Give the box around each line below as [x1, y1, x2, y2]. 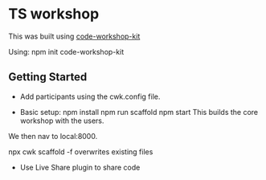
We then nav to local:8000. [8, 131, 98, 141]
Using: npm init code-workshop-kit [8, 47, 125, 56]
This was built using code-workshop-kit [8, 31, 141, 41]
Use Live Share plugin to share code [19, 162, 141, 172]
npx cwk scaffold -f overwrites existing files [8, 146, 153, 157]
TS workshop [8, 5, 100, 23]
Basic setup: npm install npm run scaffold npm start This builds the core [19, 107, 259, 117]
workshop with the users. [19, 116, 104, 125]
